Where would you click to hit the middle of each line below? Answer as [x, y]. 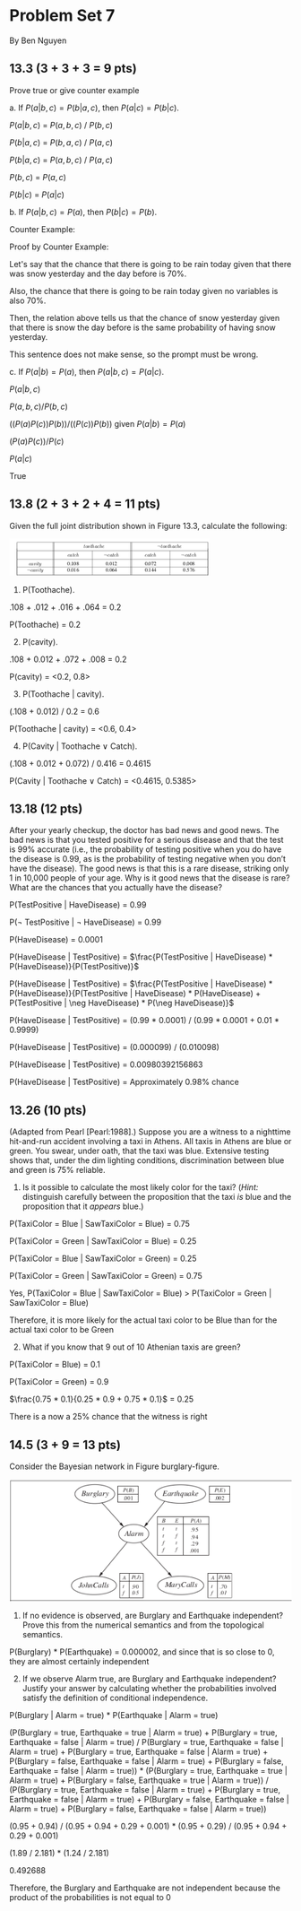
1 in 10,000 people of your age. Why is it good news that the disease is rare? [150, 878]
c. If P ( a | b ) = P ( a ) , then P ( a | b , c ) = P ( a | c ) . [86, 371]
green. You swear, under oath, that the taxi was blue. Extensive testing [139, 1151]
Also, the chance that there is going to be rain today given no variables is [144, 291]
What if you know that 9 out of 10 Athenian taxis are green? [131, 1347]
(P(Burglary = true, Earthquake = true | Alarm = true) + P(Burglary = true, [143, 1733]
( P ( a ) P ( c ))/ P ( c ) [37, 441]
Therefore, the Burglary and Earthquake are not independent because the [145, 1888]
